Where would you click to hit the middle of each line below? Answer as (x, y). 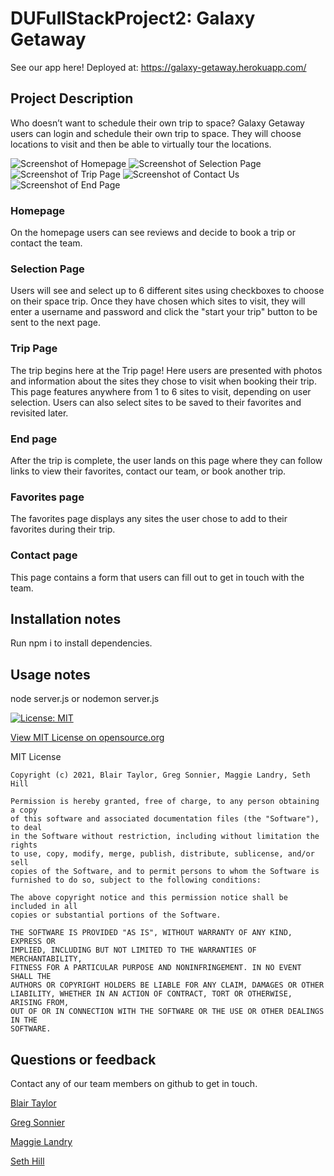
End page (34, 439)
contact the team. (46, 243)
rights (24, 845)
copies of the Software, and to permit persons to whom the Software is (165, 872)
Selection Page (47, 269)
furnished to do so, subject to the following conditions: (136, 880)
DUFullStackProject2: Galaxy (133, 18)
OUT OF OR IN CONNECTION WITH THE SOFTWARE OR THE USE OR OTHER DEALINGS (167, 1012)
